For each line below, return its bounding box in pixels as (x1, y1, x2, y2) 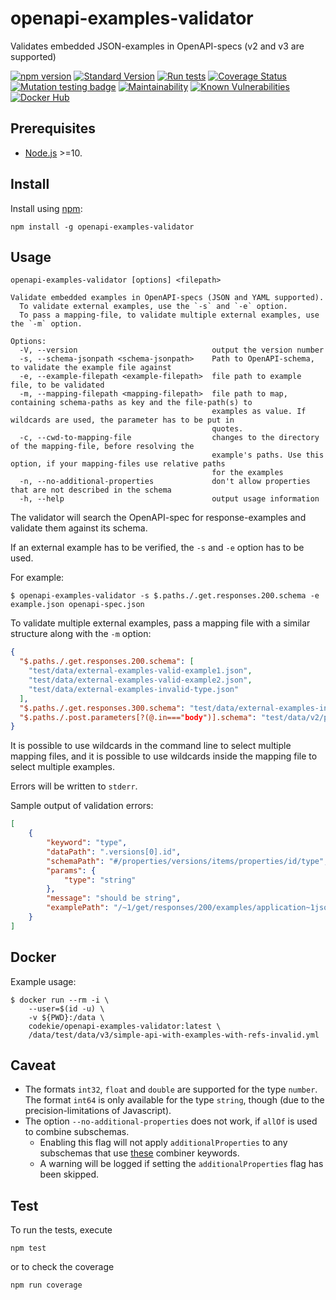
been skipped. (39, 1168, 100, 1181)
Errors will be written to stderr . (10, 780, 138, 792)
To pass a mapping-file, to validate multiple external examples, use (19, 310, 320, 321)
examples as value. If (211, 407, 307, 417)
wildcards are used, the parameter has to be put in (10, 415, 235, 426)
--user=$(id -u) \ (28, 1003, 105, 1014)
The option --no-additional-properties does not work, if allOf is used (24, 1115, 318, 1127)
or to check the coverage (10, 1261, 115, 1273)
